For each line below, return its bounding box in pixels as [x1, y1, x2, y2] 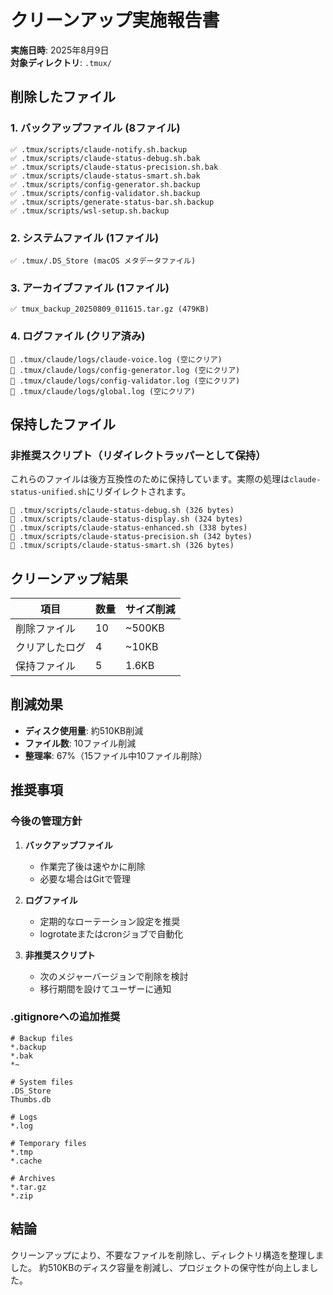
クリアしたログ [15, 641, 87, 655]
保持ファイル [15, 659, 77, 673]
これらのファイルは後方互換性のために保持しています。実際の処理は [10, 473, 290, 485]
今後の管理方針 [10, 814, 83, 828]
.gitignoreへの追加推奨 [10, 1010, 121, 1024]
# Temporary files [10, 1138, 87, 1148]
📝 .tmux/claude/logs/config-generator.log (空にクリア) [10, 365, 241, 375]
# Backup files [10, 1033, 74, 1043]
